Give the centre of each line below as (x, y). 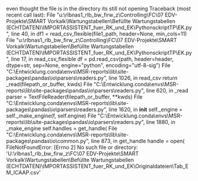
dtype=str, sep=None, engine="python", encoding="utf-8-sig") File (88, 65)
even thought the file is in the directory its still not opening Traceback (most (98, 9)
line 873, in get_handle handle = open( (138, 141)
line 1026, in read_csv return (143, 78)
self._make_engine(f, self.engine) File (51, 116)
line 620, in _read (167, 90)
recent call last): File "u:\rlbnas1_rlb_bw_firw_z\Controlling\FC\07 (85, 15)
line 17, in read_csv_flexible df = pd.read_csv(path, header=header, (92, 59)
